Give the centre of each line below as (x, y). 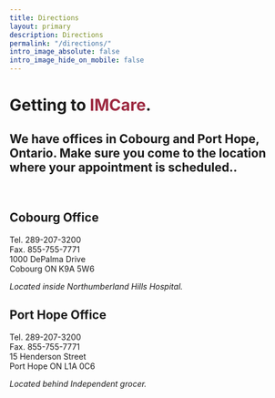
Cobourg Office (54, 218)
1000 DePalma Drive (48, 259)
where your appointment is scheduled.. (124, 167)
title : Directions (44, 18)
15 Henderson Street (48, 356)
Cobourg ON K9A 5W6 (52, 269)
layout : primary (40, 26)
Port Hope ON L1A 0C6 (52, 366)
